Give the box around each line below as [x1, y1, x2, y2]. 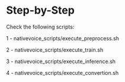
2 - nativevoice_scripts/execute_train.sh [6, 46, 104, 53]
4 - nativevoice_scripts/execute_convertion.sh [6, 69, 119, 76]
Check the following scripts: [6, 23, 75, 30]
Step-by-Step [6, 4, 75, 17]
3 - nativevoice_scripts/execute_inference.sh [6, 58, 116, 65]
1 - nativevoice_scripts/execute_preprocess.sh [6, 34, 120, 42]
